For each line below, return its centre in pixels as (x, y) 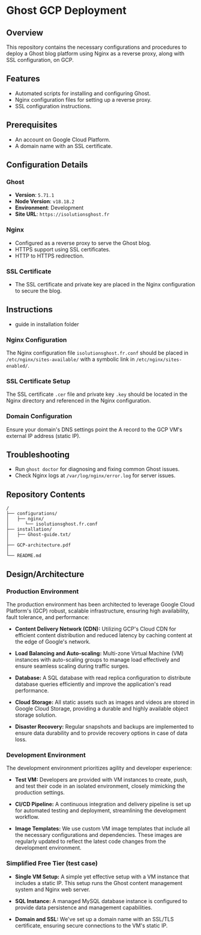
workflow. (27, 817)
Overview (25, 33)
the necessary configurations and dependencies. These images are (98, 835)
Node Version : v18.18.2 (45, 202)
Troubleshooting (38, 455)
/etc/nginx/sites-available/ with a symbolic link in (70, 359)
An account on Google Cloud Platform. (63, 140)
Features (23, 79)
